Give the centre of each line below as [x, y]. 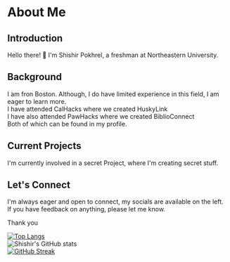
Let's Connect [39, 185]
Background [34, 77]
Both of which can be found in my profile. [67, 124]
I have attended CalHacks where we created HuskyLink [88, 109]
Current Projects [44, 146]
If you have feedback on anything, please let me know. [86, 209]
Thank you [23, 223]
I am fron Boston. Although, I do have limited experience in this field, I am [113, 94]
